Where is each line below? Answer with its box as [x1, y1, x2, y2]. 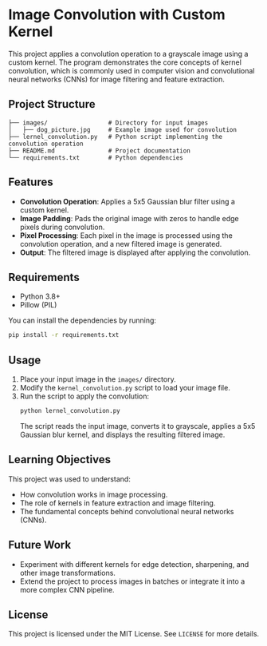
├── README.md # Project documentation [8, 146, 191, 155]
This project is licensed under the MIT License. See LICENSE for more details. [8, 629, 260, 639]
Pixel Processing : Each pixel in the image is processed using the [19, 230, 233, 240]
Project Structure [8, 97, 96, 111]
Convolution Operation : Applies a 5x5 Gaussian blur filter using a [19, 196, 235, 206]
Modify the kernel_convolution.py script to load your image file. [19, 383, 231, 393]
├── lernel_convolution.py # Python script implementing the [8, 133, 223, 141]
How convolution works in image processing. [19, 489, 168, 499]
